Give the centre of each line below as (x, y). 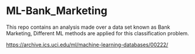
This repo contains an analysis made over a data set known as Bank (88, 27)
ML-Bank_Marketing (57, 11)
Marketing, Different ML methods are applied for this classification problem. (97, 33)
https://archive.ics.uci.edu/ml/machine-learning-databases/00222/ (87, 45)
